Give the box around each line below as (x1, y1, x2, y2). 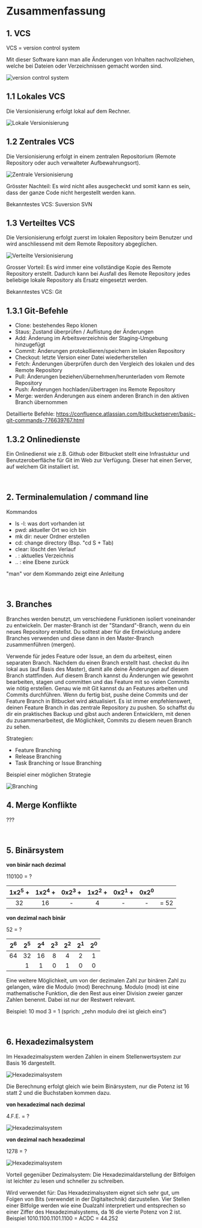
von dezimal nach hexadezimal (6, 1136, 85, 1143)
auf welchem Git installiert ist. (6, 463, 80, 470)
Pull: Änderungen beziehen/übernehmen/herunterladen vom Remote (14, 373, 185, 381)
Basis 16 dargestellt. (6, 1059, 56, 1066)
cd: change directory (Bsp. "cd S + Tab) (14, 539, 114, 546)
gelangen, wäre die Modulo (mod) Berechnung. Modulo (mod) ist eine (6, 983, 179, 990)
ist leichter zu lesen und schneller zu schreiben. (6, 1177, 125, 1185)
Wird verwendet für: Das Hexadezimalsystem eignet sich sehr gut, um (6, 1189, 180, 1196)
